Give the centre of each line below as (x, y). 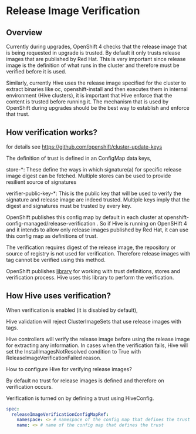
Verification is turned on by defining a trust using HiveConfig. (80, 398)
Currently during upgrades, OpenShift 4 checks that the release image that (97, 46)
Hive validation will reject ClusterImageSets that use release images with (94, 321)
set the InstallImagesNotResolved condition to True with (74, 351)
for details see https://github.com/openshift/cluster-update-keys (84, 147)
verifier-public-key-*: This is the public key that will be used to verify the (94, 193)
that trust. (18, 114)
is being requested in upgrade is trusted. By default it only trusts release (93, 53)
